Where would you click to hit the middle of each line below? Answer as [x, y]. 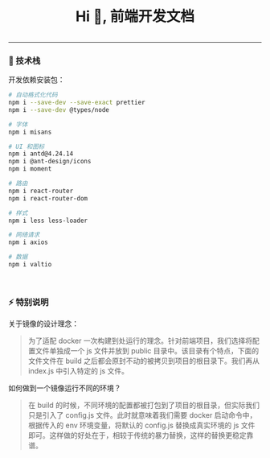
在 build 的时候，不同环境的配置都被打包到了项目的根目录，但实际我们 [143, 405]
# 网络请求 [24, 235]
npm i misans [30, 132]
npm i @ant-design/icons [50, 162]
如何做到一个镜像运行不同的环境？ [65, 388]
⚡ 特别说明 [29, 302]
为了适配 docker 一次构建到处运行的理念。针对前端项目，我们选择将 [140, 341]
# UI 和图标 [27, 146]
